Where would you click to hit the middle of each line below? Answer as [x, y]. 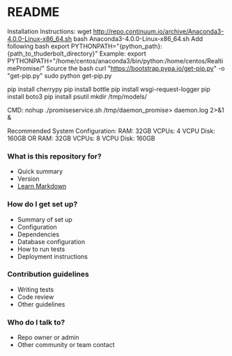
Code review [36, 297]
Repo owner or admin [48, 337]
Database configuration [51, 241]
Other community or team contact [66, 345]
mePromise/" [26, 68]
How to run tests [41, 249]
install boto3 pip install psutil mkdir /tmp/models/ [77, 96]
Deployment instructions [53, 256]
